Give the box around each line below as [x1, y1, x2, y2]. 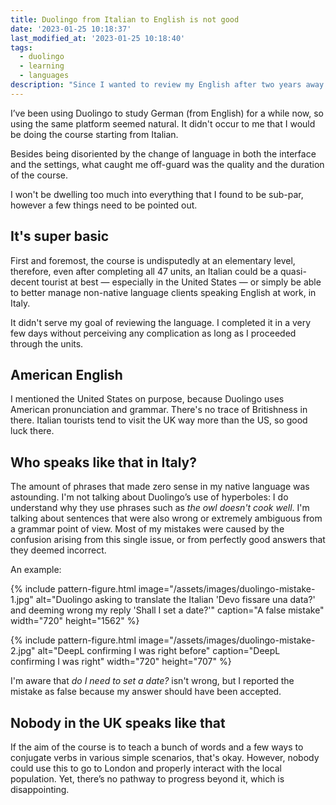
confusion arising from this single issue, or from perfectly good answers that [10, 534, 326, 546]
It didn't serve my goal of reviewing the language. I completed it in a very [10, 316, 312, 328]
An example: [10, 564, 62, 576]
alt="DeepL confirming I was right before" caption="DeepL [37, 645, 281, 657]
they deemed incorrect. [10, 544, 107, 556]
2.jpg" [10, 645, 36, 657]
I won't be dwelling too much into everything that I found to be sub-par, [10, 188, 304, 200]
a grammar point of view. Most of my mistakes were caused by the [10, 523, 285, 535]
